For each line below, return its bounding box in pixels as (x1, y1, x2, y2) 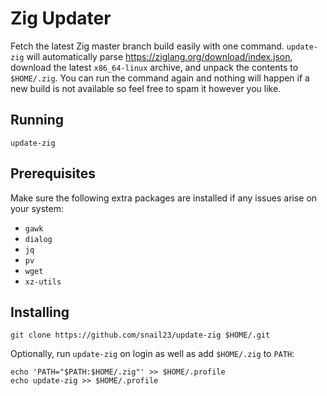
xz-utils (24, 277, 62, 287)
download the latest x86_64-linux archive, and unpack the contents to (10, 61, 299, 73)
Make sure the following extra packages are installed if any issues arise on (10, 192, 318, 204)
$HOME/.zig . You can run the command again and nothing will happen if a (10, 72, 310, 84)
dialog (24, 234, 53, 244)
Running (10, 112, 65, 129)
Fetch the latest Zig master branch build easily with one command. (10, 40, 285, 52)
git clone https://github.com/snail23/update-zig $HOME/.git (10, 330, 271, 341)
